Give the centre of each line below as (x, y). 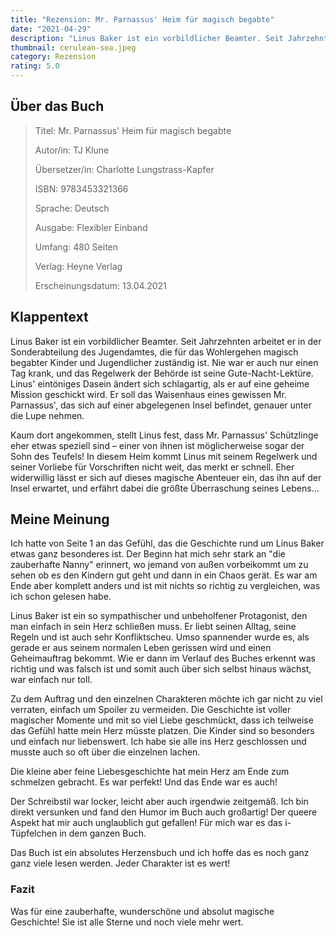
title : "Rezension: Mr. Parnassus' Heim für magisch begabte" (142, 19)
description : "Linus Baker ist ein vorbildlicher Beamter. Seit (147, 38)
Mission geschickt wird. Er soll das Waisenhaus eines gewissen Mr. (148, 394)
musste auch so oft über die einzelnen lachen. (105, 752)
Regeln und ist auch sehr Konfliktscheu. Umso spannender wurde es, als (160, 637)
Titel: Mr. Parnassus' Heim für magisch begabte (133, 130)
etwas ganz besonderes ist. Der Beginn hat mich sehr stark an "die (148, 554)
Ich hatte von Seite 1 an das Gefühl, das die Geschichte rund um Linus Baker (167, 543)
